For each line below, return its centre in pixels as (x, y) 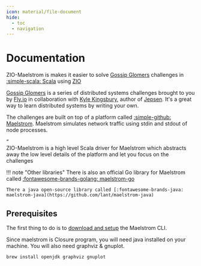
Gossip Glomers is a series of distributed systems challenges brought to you (100, 93)
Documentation (46, 58)
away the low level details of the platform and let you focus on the (88, 154)
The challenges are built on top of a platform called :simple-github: (89, 117)
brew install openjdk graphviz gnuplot (56, 257)
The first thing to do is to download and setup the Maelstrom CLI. (87, 228)
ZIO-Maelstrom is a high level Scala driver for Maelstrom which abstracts (96, 148)
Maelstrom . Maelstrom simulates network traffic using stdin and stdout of (97, 124)
